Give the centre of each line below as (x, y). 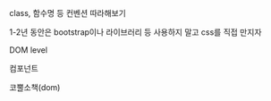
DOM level (28, 50)
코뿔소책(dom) (35, 87)
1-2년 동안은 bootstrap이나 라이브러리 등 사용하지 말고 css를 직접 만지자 (135, 32)
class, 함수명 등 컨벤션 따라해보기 (68, 13)
